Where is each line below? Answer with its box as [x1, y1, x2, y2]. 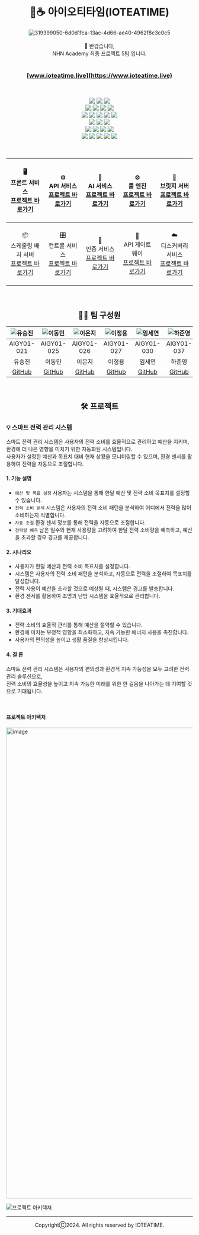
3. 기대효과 [6, 607, 31, 614]
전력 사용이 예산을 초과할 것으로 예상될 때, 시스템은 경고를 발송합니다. [14, 585, 175, 592]
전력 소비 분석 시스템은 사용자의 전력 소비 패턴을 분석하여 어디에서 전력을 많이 [14, 504, 191, 511]
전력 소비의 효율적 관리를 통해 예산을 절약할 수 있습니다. [14, 621, 143, 629]
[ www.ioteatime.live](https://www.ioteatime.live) [26, 71, 173, 79]
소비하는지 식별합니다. [14, 511, 66, 518]
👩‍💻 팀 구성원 [78, 310, 121, 320]
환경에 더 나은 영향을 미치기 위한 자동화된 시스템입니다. [6, 445, 133, 453]
